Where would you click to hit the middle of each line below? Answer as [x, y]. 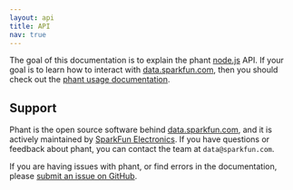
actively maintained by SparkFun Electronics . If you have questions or [140, 139]
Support [33, 108]
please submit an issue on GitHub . [73, 176]
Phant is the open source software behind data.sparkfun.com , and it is [141, 130]
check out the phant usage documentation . [90, 80]
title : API [30, 26]
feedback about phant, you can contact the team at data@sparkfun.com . [142, 149]
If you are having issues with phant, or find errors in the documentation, [143, 166]
